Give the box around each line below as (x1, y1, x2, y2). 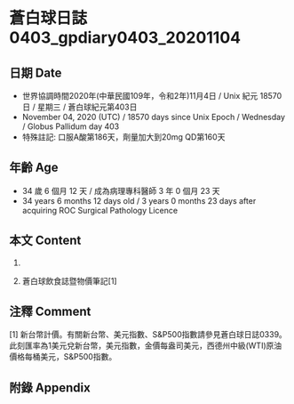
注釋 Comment (9, 304, 91, 319)
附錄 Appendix (9, 380, 91, 395)
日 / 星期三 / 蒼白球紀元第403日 (21, 101, 138, 112)
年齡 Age (9, 160, 59, 175)
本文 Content (9, 233, 82, 248)
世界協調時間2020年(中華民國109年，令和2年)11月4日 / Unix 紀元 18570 (21, 91, 282, 101)
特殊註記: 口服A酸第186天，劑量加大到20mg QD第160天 (21, 132, 226, 142)
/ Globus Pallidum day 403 (21, 121, 120, 132)
